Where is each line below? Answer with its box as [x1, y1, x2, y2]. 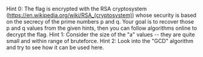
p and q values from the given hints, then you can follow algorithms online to [6, 24, 198, 32]
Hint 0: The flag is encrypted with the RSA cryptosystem [6, 5, 147, 12]
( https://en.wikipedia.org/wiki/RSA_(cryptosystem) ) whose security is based [6, 12, 197, 19]
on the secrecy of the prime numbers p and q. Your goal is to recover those [6, 18, 195, 25]
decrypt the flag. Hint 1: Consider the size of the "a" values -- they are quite [6, 31, 195, 38]
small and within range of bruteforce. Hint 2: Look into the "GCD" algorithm [6, 38, 194, 44]
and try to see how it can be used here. [6, 44, 104, 51]
